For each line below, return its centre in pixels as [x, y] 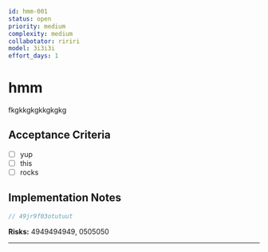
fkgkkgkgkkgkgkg [37, 110]
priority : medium [37, 26]
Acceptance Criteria [59, 135]
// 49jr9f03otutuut [41, 216]
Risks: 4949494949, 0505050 [59, 231]
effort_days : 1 [33, 56]
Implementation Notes [65, 198]
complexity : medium [41, 33]
